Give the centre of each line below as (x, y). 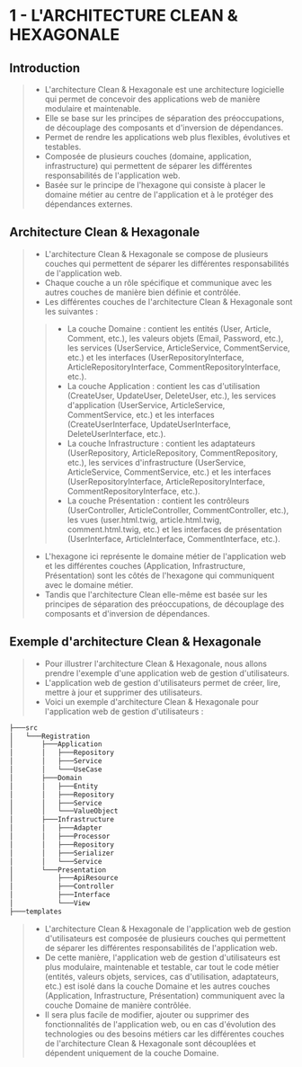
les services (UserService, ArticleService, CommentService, (178, 348)
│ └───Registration (50, 736)
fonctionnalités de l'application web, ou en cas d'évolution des (160, 1024)
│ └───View (50, 903)
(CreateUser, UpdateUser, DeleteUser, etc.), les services (172, 396)
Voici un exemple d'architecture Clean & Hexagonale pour (151, 701)
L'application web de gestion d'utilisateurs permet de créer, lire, (163, 682)
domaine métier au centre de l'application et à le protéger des (159, 195)
